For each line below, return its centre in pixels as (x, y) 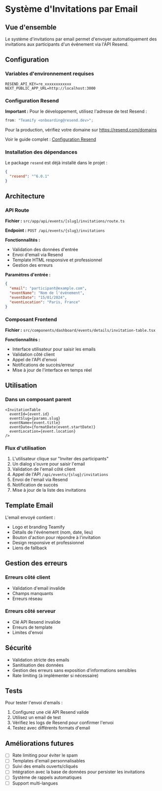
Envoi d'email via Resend (37, 255)
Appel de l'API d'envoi (34, 360)
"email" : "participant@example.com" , (48, 288)
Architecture (25, 196)
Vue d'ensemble (31, 27)
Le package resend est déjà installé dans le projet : (56, 163)
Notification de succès (35, 485)
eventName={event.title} (35, 423)
